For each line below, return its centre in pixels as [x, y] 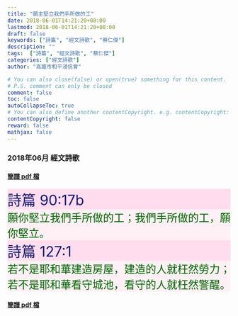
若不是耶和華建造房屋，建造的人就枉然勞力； [119, 269]
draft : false [27, 34]
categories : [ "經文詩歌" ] [44, 60]
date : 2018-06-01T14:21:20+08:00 [57, 21]
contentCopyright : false [44, 119]
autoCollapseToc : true [41, 106]
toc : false [23, 99]
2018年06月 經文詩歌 [44, 158]
